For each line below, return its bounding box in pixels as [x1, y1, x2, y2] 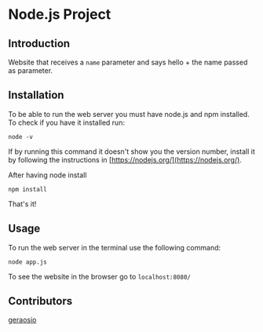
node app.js [8, 257, 47, 266]
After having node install [8, 170, 87, 180]
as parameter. [8, 66, 53, 75]
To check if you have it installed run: [8, 118, 126, 127]
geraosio [8, 316, 37, 325]
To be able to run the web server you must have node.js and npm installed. [8, 109, 250, 119]
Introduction [8, 37, 71, 50]
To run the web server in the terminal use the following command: [8, 243, 221, 252]
